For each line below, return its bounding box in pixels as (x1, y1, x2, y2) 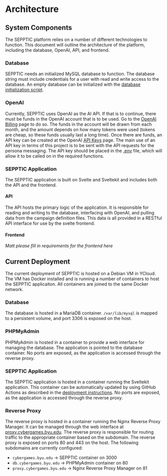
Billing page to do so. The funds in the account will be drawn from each (5, 121, 152, 127)
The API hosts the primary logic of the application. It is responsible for (5, 204, 149, 210)
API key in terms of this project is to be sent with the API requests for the (5, 142, 155, 148)
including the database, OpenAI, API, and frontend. (5, 47, 110, 53)
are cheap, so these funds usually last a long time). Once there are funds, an (5, 132, 163, 138)
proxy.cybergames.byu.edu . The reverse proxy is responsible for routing (5, 429, 154, 435)
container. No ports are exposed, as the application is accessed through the (5, 350, 161, 356)
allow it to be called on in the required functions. (5, 153, 105, 159)
